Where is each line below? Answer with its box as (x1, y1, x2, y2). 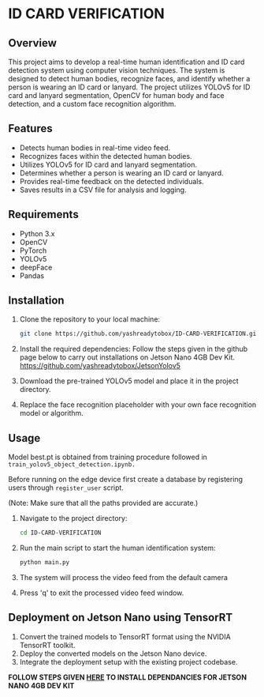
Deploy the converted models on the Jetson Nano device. (19, 649, 207, 658)
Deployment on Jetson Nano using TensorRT (8, 611, 233, 624)
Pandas (19, 270, 45, 281)
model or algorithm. (19, 409, 84, 418)
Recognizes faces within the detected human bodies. (19, 151, 192, 160)
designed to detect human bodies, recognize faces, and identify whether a (8, 74, 251, 83)
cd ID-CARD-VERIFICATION (19, 529, 102, 537)
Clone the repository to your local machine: (19, 315, 160, 324)
